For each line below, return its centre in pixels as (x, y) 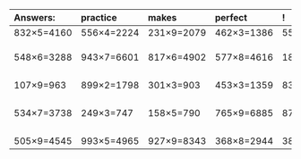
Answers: (34, 17)
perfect (231, 17)
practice (99, 17)
